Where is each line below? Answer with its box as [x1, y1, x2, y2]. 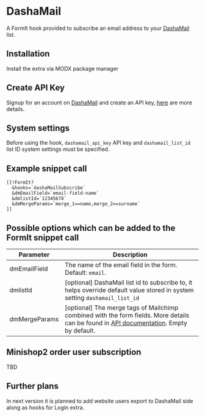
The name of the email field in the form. [65, 261, 178, 269]
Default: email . [65, 269, 107, 277]
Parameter [18, 250, 50, 259]
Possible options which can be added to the [6, 223, 176, 233]
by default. [65, 327, 96, 335]
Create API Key [6, 82, 65, 93]
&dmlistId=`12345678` [12, 195, 67, 202]
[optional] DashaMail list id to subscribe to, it [65, 278, 193, 286]
